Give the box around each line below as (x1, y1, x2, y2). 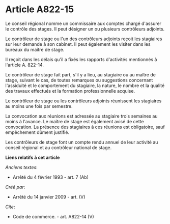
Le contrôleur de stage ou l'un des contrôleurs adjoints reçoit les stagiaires (5, 36, 162, 42)
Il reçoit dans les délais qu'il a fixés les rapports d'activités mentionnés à (5, 56, 157, 62)
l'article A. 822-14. (5, 62, 44, 68)
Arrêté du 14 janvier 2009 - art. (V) (12, 193, 86, 200)
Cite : (5, 204, 15, 210)
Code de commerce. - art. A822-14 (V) (12, 213, 94, 219)
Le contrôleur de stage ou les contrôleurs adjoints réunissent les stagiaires (5, 98, 162, 104)
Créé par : (5, 184, 25, 190)
